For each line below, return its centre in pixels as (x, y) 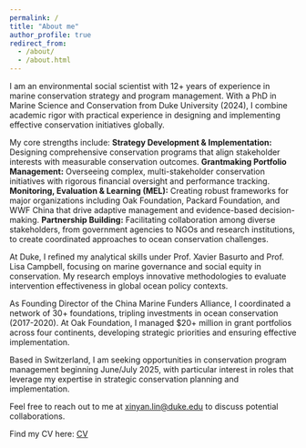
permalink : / (34, 18)
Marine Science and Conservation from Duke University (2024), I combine (149, 105)
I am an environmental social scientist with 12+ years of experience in (140, 86)
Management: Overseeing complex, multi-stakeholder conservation (138, 171)
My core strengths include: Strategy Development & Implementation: (141, 143)
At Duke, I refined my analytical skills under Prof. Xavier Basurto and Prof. (147, 257)
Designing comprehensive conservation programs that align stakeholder (145, 152)
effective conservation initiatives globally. (87, 125)
